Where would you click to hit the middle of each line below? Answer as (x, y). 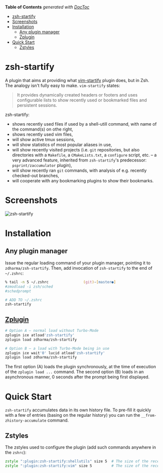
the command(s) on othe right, (43, 129)
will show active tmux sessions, (43, 139)
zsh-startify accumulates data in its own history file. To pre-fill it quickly (78, 410)
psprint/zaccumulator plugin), (42, 165)
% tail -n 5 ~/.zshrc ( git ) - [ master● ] (61, 282)
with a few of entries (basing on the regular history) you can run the (73, 415)
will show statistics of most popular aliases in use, (62, 145)
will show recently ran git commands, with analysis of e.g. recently (79, 170)
